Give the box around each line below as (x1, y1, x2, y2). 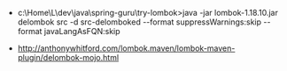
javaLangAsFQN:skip (43, 26, 121, 36)
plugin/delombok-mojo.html (17, 53, 120, 62)
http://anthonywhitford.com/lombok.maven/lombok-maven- (17, 43, 236, 53)
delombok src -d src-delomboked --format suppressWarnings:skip (17, 17, 262, 27)
